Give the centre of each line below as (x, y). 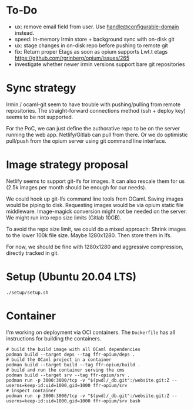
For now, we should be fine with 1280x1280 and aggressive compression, (95, 247)
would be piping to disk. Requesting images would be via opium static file (95, 205)
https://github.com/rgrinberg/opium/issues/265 (72, 58)
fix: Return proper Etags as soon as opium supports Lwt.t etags (91, 51)
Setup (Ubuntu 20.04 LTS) (71, 277)
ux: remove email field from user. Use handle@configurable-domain (97, 27)
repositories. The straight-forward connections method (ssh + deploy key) (96, 110)
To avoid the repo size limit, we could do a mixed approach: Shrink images (96, 229)
